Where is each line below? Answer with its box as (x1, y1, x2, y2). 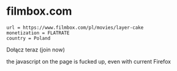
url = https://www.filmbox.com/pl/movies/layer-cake (6, 24, 144, 31)
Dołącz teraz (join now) (6, 46, 66, 53)
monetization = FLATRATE (6, 29, 70, 36)
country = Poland (6, 35, 51, 41)
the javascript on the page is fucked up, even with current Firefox (6, 58, 171, 65)
